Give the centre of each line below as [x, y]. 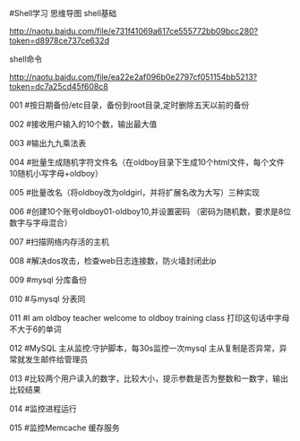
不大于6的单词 [35, 329]
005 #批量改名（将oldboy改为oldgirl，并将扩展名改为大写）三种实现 [134, 192]
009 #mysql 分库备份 [48, 280]
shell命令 [26, 59]
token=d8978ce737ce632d [60, 40]
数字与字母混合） [41, 223]
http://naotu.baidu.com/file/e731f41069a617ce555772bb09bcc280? [134, 31]
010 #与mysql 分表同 [47, 299]
